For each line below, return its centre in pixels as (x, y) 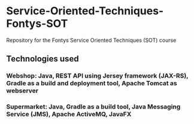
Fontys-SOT (37, 24)
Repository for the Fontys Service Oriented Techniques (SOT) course (91, 40)
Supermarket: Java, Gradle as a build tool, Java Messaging (93, 107)
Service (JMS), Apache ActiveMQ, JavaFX (69, 114)
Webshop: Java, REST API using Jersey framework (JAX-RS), (97, 76)
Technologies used (43, 59)
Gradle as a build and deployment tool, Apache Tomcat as (92, 83)
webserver (22, 91)
